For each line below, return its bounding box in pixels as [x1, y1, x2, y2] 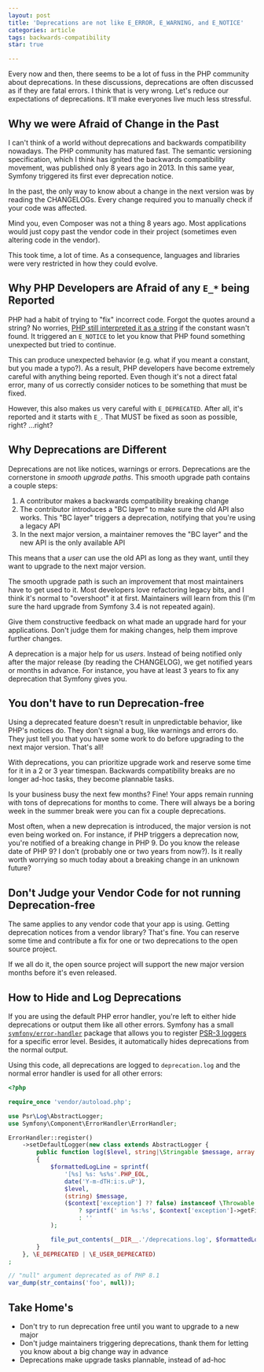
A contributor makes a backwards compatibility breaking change [19, 496, 229, 506]
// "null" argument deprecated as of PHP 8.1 [8, 1271, 159, 1280]
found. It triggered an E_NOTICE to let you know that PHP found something [8, 331, 245, 340]
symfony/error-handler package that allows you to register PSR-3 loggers [8, 1028, 247, 1038]
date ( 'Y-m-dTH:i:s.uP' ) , [64, 1177, 146, 1186]
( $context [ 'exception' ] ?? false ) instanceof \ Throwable [64, 1200, 255, 1208]
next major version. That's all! [8, 742, 104, 752]
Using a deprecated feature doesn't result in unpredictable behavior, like [8, 717, 243, 727]
